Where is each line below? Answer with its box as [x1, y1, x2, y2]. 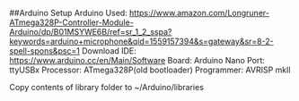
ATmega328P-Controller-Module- [9, 17, 135, 28]
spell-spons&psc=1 [9, 46, 81, 56]
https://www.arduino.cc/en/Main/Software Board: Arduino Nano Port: [9, 55, 265, 65]
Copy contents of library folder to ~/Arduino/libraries [9, 82, 205, 92]
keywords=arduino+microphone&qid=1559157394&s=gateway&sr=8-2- [9, 36, 274, 46]
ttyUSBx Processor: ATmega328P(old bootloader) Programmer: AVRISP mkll [9, 64, 291, 75]
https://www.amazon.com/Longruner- [128, 8, 269, 18]
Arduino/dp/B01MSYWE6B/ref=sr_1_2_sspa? [9, 27, 172, 37]
